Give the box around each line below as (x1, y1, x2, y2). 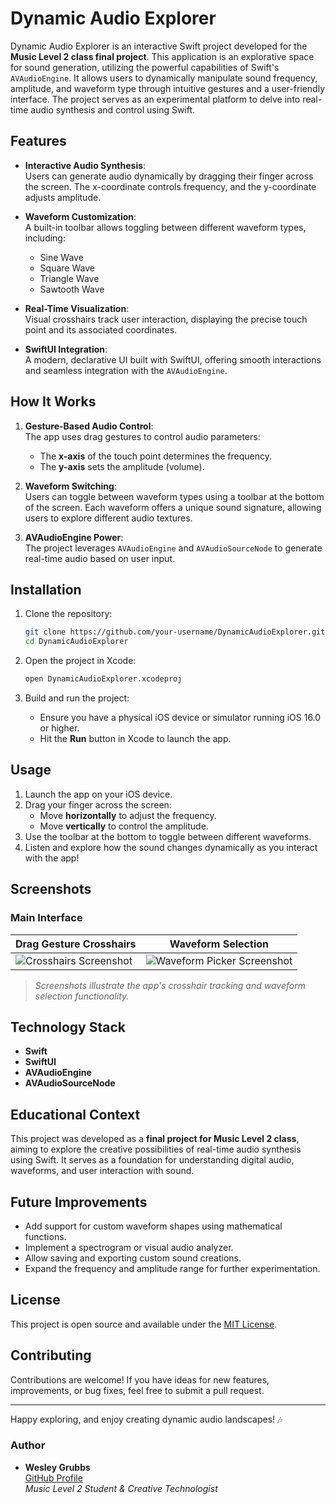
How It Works (10, 393, 97, 411)
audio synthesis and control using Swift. (30, 103, 196, 116)
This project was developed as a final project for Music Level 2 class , (10, 1133, 300, 1145)
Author (10, 1438, 46, 1452)
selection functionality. (34, 990, 130, 1002)
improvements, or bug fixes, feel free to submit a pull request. (10, 1384, 265, 1396)
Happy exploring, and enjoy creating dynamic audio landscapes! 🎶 (10, 1413, 283, 1425)
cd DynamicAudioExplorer (24, 637, 129, 647)
